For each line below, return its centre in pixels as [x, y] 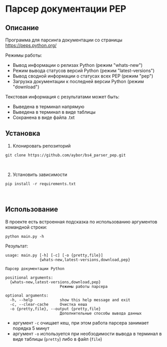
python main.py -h [25, 236]
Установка [23, 133]
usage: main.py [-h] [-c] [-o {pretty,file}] [54, 255]
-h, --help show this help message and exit [70, 300]
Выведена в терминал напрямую [48, 107]
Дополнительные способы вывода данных [101, 313]
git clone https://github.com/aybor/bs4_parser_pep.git [65, 155]
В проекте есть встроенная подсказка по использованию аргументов [81, 221]
